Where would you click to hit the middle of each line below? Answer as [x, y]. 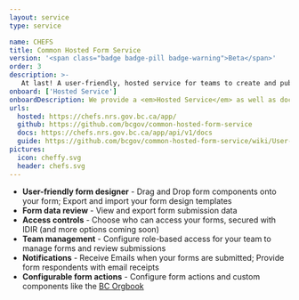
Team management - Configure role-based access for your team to [146, 239]
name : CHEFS [31, 42]
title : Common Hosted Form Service [75, 50]
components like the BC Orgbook [83, 286]
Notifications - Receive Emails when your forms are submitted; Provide [153, 257]
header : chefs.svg [52, 166]
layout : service [39, 17]
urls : [19, 108]
